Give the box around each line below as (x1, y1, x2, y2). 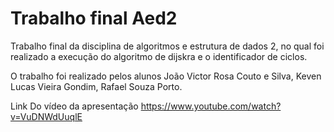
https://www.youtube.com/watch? (140, 100, 282, 112)
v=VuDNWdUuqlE (10, 110, 83, 122)
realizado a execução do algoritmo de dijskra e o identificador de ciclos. (10, 50, 308, 62)
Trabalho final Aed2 (10, 7, 178, 30)
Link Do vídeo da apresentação (10, 100, 139, 112)
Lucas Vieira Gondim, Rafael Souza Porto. (10, 80, 183, 92)
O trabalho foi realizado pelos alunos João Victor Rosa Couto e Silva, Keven (10, 70, 322, 82)
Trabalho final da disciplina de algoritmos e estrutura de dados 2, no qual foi (10, 40, 325, 52)
